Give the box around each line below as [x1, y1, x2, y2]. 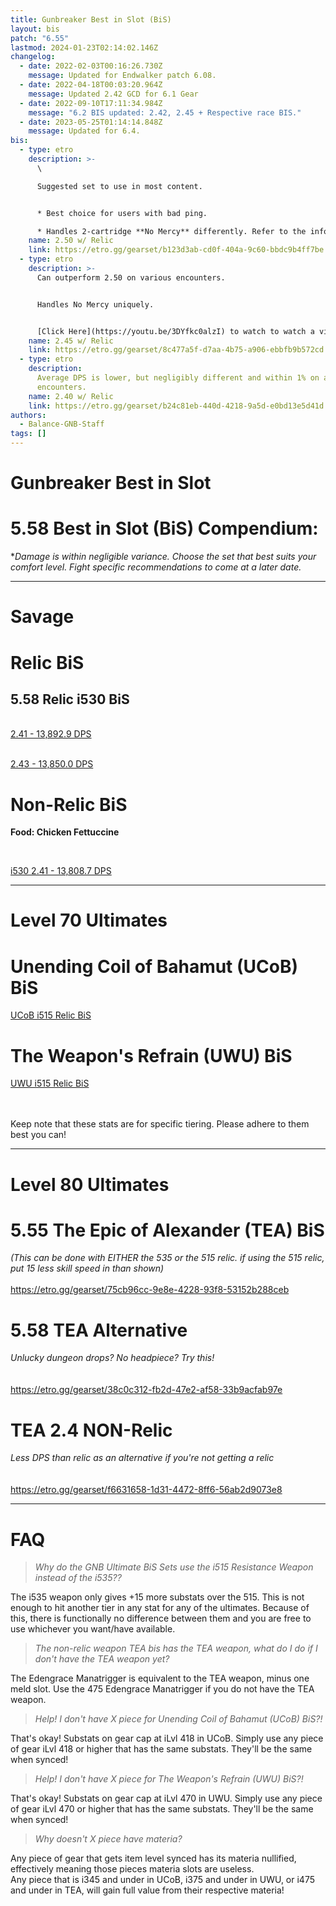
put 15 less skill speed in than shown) [10, 1262, 165, 1275]
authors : [10, 410, 47, 420]
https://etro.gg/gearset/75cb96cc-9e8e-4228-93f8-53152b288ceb [10, 1284, 290, 1296]
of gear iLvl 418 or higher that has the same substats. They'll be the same [10, 1743, 313, 1755]
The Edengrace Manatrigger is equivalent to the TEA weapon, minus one [10, 1672, 310, 1685]
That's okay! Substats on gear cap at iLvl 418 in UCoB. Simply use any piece [10, 1732, 324, 1745]
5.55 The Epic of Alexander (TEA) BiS [10, 1219, 325, 1241]
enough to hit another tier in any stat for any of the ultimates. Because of [10, 1602, 310, 1614]
